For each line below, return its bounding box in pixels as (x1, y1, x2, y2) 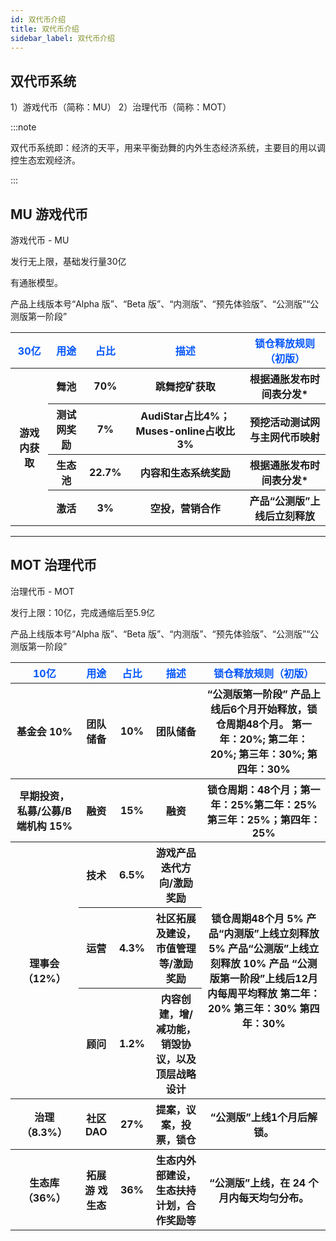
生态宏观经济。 (18, 154, 81, 166)
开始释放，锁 (256, 702, 318, 716)
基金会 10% (16, 724, 73, 738)
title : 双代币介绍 (10, 24, 80, 34)
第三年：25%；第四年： (206, 812, 321, 826)
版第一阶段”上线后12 (209, 971, 308, 985)
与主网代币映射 (249, 431, 320, 444)
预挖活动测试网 (249, 416, 320, 429)
